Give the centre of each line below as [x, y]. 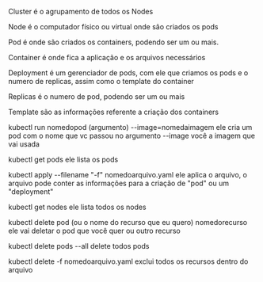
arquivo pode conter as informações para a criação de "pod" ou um [119, 183]
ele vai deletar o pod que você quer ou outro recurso [94, 231]
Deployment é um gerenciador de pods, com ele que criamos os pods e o [128, 73]
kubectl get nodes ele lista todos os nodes [77, 207]
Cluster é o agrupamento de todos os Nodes [81, 11]
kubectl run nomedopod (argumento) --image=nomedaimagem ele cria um [130, 127]
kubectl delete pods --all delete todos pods [79, 246]
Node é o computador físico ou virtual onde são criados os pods [113, 27]
